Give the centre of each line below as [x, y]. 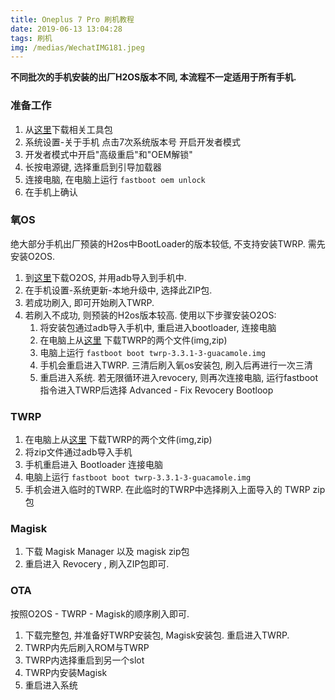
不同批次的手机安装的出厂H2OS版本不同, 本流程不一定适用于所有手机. [153, 77]
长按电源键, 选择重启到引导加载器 [93, 167]
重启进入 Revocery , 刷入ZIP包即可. [97, 564]
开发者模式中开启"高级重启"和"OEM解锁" [108, 154]
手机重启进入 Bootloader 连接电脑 [93, 465]
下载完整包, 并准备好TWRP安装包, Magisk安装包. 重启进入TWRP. [157, 635]
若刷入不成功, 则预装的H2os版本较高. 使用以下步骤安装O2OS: [150, 315]
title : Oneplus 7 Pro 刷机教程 [72, 19]
